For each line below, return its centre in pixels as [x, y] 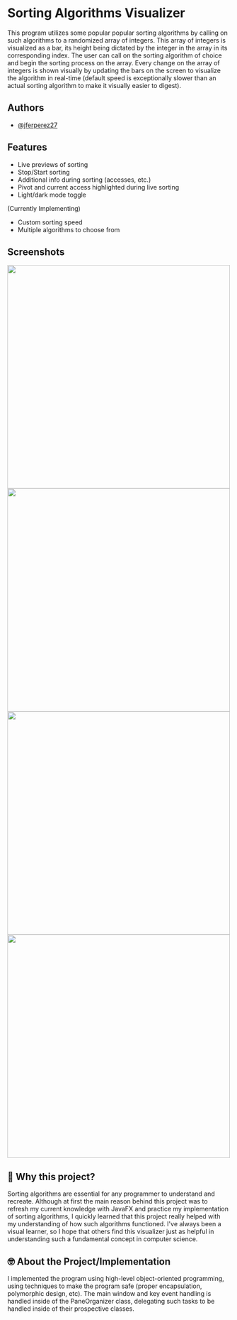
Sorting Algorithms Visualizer [96, 13]
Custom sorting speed [50, 222]
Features [27, 147]
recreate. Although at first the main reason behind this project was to [108, 1201]
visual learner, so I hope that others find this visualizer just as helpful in [111, 1232]
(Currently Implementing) [44, 208]
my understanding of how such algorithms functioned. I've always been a [114, 1224]
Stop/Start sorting [44, 172]
